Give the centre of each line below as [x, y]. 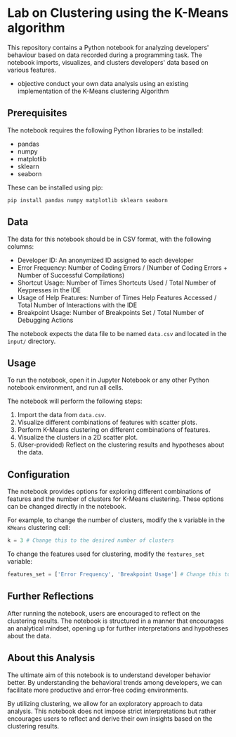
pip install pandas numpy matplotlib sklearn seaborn [88, 200]
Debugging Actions [45, 320]
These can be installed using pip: [55, 187]
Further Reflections [51, 596]
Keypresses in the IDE [49, 290]
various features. [32, 70]
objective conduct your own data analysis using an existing [103, 83]
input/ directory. [32, 341]
